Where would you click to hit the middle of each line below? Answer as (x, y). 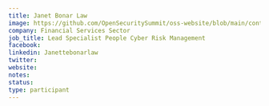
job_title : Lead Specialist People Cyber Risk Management (107, 38)
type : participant (39, 90)
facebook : (25, 45)
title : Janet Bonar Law (48, 16)
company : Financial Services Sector (69, 30)
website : (23, 68)
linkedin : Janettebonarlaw (53, 53)
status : (21, 82)
